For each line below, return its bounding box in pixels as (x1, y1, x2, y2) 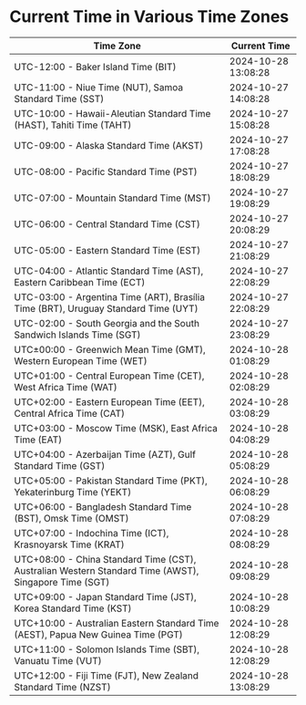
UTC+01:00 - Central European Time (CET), (14, 369, 205, 382)
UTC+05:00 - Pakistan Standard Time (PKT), (14, 474, 208, 487)
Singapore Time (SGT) (14, 575, 110, 588)
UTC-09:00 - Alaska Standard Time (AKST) (14, 139, 204, 151)
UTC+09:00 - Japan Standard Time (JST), (14, 590, 198, 603)
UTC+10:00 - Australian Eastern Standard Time (14, 617, 219, 629)
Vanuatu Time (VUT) (14, 654, 102, 667)
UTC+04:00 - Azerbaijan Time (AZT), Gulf (14, 448, 196, 461)
